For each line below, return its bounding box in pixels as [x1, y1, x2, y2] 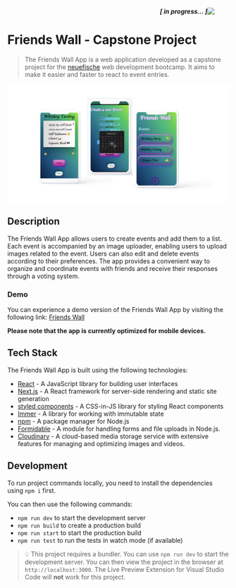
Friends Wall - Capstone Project [7, 32, 197, 47]
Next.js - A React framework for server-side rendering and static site [17, 387, 217, 395]
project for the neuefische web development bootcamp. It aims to [24, 62, 215, 71]
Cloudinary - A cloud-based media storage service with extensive [17, 432, 209, 440]
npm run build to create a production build [17, 521, 141, 529]
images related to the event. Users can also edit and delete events [7, 249, 199, 258]
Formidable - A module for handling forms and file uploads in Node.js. [17, 424, 221, 433]
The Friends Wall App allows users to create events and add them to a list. [7, 234, 223, 243]
